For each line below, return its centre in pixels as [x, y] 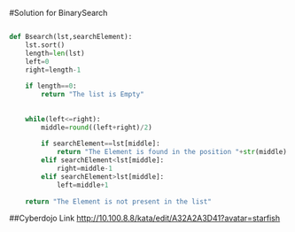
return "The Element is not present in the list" [119, 201]
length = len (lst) [55, 53]
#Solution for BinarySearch [58, 13]
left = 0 [37, 61]
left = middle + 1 [82, 185]
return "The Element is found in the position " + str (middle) [172, 152]
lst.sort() [45, 45]
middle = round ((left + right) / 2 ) [97, 128]
